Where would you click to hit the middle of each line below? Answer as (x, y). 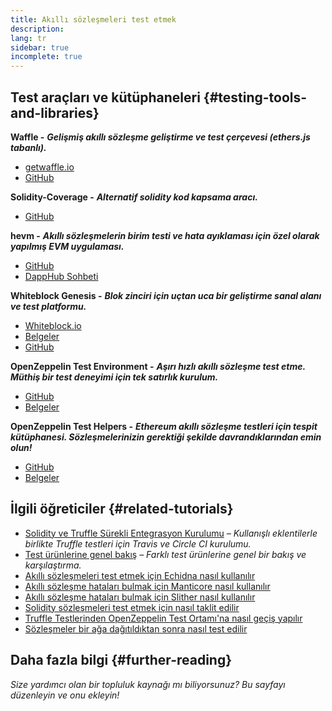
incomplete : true (46, 57)
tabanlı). (28, 147)
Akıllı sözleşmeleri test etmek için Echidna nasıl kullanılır (140, 575)
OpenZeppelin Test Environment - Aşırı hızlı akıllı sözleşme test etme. (158, 366)
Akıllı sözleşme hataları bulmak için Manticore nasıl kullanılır (147, 586)
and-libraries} (55, 112)
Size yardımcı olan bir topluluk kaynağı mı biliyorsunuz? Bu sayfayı (148, 684)
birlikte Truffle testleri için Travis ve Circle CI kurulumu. (138, 543)
